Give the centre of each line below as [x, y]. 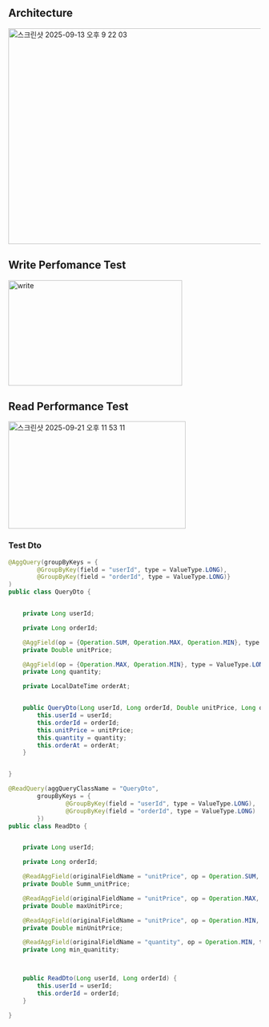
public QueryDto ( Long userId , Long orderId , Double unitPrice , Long [139, 708]
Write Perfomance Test [67, 265]
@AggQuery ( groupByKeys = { [53, 562]
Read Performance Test [68, 407]
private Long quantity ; [62, 672]
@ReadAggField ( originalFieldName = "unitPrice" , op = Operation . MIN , [141, 920]
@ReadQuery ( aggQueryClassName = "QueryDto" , [84, 789]
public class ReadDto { [48, 826]
